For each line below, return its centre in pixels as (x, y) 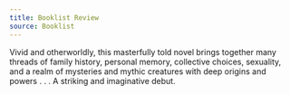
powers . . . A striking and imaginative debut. (92, 81)
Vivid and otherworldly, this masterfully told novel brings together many (143, 52)
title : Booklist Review (54, 18)
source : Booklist (42, 26)
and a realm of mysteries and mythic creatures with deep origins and (138, 71)
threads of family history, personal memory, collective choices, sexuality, (145, 62)
